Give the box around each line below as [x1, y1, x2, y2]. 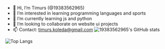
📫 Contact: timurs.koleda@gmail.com [12, 27, 93, 32]
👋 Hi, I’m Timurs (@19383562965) [12, 5, 85, 11]
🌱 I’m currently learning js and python [12, 16, 92, 21]
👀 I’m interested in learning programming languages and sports [12, 10, 146, 16]
